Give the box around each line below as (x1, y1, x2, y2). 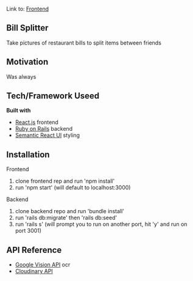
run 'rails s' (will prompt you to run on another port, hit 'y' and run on (15, 221, 188, 228)
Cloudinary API (15, 268, 53, 275)
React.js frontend (15, 119, 59, 126)
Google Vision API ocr (15, 261, 71, 268)
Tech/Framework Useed (6, 91, 100, 101)
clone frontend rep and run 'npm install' (15, 177, 115, 185)
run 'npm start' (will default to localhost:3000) (15, 184, 131, 191)
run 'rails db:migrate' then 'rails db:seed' (15, 214, 118, 222)
